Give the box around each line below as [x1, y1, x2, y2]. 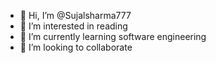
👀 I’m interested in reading [19, 20, 128, 32]
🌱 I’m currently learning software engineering [19, 31, 207, 42]
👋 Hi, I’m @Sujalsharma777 [19, 10, 132, 21]
